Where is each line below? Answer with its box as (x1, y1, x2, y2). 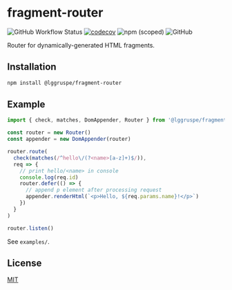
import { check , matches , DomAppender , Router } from (7, 117, 166, 124)
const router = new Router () (7, 129, 91, 136)
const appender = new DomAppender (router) (7, 136, 131, 143)
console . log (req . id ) (19, 174, 79, 181)
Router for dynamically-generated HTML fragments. (7, 41, 155, 49)
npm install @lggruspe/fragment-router (7, 79, 122, 86)
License (7, 257, 42, 269)
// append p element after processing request (25, 186, 162, 194)
